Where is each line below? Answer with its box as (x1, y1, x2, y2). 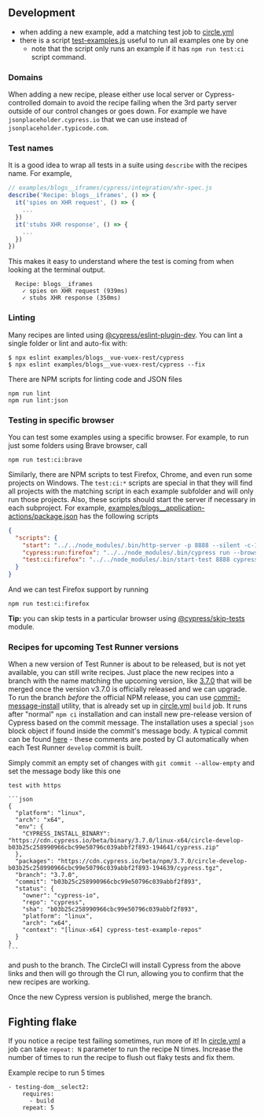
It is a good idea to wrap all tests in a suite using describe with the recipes (8, 160, 247, 170)
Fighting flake (8, 1015, 77, 1029)
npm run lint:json (8, 396, 68, 404)
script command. (31, 52, 86, 61)
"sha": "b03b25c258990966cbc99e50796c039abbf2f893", (22, 905, 199, 914)
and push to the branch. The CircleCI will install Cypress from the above (8, 960, 241, 970)
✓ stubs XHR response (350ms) (22, 294, 122, 302)
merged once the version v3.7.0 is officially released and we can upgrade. (8, 684, 247, 694)
